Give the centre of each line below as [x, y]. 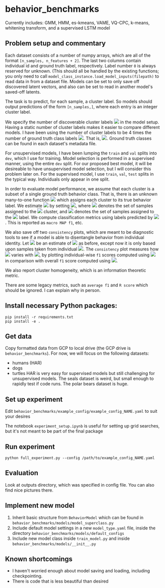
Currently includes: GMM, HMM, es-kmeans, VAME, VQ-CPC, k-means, [77, 23]
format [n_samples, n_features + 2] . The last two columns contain [73, 61]
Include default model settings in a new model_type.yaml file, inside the [84, 528]
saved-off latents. [23, 92]
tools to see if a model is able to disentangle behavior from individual [75, 237]
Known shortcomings [39, 559]
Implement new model [40, 506]
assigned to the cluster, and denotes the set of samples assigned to [80, 211]
